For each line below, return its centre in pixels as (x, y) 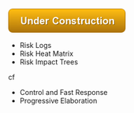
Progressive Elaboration (58, 100)
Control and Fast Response (63, 92)
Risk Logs (35, 45)
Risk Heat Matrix (46, 53)
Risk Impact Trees (49, 62)
